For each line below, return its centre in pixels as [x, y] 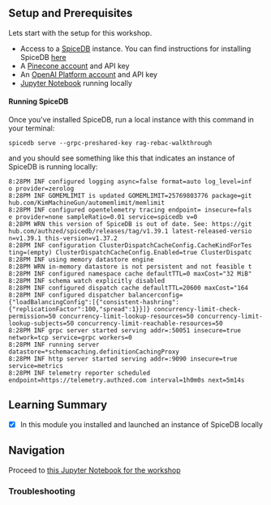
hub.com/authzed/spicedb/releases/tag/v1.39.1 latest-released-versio [130, 231]
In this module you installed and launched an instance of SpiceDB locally [142, 424]
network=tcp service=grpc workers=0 [70, 338]
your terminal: [32, 128]
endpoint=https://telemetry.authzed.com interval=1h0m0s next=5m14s [127, 380]
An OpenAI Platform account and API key [89, 74]
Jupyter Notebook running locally [76, 83]
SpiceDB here [43, 57]
